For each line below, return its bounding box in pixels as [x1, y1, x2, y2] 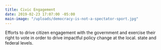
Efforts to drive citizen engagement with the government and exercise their [5, 30, 156, 36]
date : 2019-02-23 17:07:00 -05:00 [5, 12, 76, 17]
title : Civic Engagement [5, 7, 56, 12]
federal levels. [5, 40, 33, 46]
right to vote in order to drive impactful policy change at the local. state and [5, 35, 157, 41]
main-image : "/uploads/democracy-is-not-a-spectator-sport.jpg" [5, 16, 139, 21]
